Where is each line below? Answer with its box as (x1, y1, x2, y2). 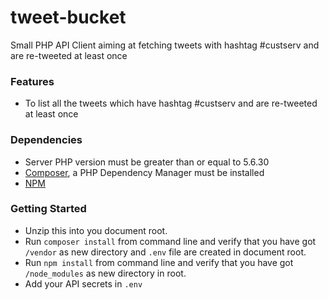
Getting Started (10, 202, 87, 216)
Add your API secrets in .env (24, 277, 143, 290)
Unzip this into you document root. (24, 224, 168, 236)
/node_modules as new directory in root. (24, 267, 187, 279)
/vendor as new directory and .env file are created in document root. (24, 246, 307, 258)
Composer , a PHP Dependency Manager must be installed (24, 166, 265, 178)
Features (10, 74, 55, 88)
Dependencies (10, 133, 83, 147)
